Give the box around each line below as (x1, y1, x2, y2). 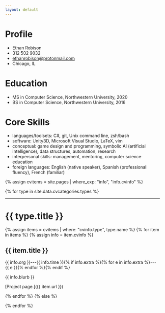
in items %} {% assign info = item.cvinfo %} (5, 232, 94, 238)
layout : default (5, 7, 38, 12)
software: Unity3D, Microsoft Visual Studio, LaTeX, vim (12, 138, 123, 144)
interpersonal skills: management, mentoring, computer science (12, 154, 141, 160)
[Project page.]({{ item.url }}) (5, 284, 64, 290)
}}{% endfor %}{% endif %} (13, 265, 70, 271)
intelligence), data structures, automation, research (12, 148, 116, 154)
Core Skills (5, 116, 50, 128)
